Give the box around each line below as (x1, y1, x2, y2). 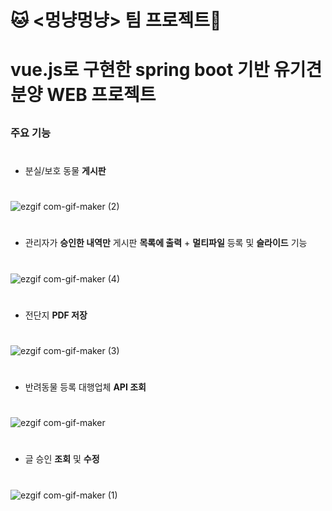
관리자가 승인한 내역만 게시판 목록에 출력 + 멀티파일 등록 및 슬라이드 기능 (24, 237, 308, 249)
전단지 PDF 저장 (24, 309, 88, 321)
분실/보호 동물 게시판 (24, 164, 107, 176)
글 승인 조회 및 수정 (24, 453, 100, 465)
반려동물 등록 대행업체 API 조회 (24, 381, 147, 393)
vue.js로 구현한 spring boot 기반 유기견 (10, 59, 323, 81)
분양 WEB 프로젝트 (10, 84, 157, 106)
